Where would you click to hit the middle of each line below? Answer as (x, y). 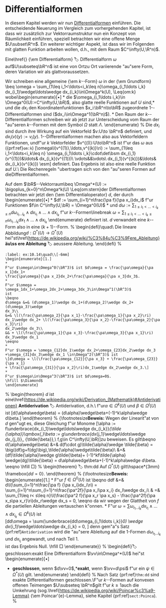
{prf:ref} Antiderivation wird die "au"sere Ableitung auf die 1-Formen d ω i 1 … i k (83, 533)
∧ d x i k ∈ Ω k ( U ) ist (23, 515)
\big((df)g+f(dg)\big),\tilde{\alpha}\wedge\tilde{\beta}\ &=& (65, 450)
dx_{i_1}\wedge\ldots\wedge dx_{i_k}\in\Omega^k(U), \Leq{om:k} (71, 92)
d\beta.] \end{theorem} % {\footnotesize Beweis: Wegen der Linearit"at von (82, 418)
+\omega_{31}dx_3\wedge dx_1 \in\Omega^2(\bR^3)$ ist (62, 355)
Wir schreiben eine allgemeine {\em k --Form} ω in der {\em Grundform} (78, 81)
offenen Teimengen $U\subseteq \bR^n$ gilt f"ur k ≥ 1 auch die (76, 585)
